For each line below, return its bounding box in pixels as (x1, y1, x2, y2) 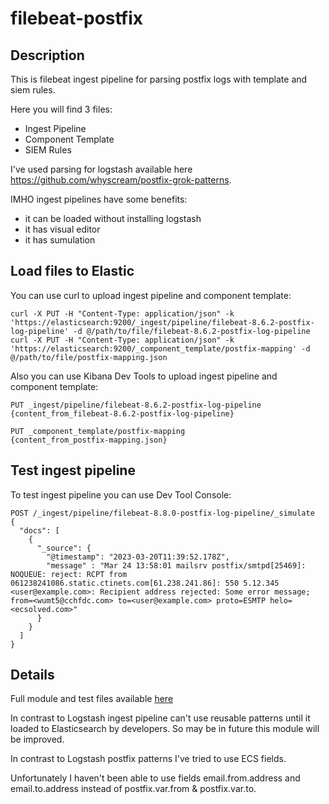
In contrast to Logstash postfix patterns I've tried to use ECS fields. (10, 753, 287, 765)
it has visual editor (24, 223, 101, 235)
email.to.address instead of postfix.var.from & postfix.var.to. (10, 783, 257, 795)
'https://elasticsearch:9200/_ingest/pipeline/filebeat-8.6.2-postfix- (10, 317, 315, 327)
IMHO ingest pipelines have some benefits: (10, 193, 188, 205)
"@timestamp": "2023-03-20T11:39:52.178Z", (46, 552, 230, 562)
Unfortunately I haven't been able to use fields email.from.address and (10, 772, 301, 784)
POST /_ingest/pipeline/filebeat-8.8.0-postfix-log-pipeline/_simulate (10, 508, 315, 518)
